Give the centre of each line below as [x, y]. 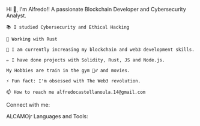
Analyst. [17, 16]
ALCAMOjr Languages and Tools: [47, 116]
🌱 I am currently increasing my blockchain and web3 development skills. [101, 50]
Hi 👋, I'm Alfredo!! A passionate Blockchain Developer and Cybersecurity [96, 9]
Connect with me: [28, 105]
